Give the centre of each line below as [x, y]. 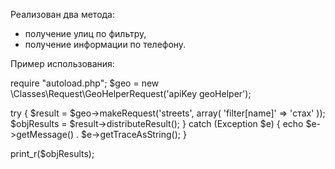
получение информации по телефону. [105, 44]
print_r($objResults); [52, 153]
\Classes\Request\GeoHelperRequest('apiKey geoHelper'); [131, 93]
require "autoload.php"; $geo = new [85, 83]
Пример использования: [62, 63]
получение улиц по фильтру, [85, 33]
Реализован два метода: [63, 14]
